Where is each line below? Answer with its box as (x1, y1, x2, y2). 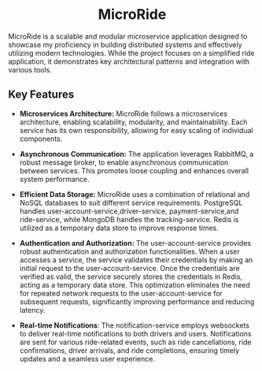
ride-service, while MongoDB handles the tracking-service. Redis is (19, 214, 239, 224)
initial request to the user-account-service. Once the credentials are (19, 263, 240, 273)
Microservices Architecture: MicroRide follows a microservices (19, 109, 228, 118)
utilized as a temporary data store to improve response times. (19, 223, 219, 232)
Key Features (8, 88, 75, 102)
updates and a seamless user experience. (19, 354, 156, 363)
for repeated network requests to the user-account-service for (19, 288, 223, 298)
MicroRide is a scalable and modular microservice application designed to (8, 32, 248, 41)
